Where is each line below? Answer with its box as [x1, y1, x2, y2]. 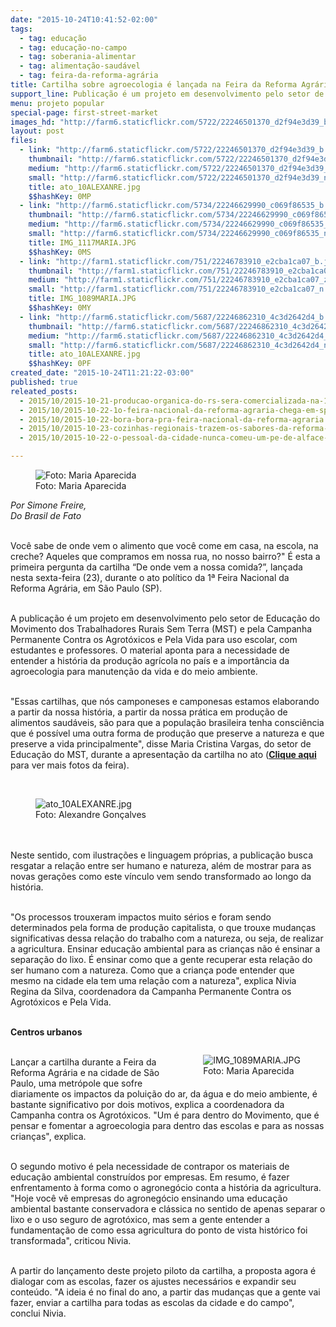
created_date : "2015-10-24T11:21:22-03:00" [10, 368, 195, 378]
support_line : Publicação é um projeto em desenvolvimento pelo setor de [10, 89, 325, 99]
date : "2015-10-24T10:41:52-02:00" [10, 14, 159, 25]
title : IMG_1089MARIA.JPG [28, 294, 137, 304]
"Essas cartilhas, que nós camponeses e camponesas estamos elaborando [10, 696, 320, 707]
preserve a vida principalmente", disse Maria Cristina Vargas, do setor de [10, 738, 312, 750]
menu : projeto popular [10, 98, 105, 108]
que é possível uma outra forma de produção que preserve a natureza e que [10, 727, 325, 739]
